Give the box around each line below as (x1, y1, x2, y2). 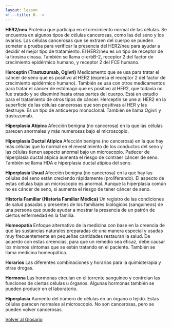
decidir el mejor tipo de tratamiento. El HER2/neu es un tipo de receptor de (5, 48, 163, 54)
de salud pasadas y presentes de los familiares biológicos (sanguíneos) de (5, 201, 163, 208)
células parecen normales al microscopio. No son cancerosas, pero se (5, 301, 155, 307)
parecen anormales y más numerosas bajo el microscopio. (5, 128, 129, 134)
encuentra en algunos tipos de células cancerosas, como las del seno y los (5, 32, 164, 38)
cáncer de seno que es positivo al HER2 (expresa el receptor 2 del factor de (5, 74, 166, 80)
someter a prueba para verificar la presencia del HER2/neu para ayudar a (5, 43, 160, 49)
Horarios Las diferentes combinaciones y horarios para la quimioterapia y (5, 259, 161, 265)
